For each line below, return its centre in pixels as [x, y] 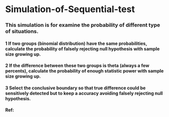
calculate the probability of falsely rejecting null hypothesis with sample [82, 48]
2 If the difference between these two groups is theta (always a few [77, 66]
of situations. [22, 31]
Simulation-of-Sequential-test [70, 9]
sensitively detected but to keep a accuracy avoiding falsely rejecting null [84, 93]
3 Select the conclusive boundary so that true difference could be [75, 88]
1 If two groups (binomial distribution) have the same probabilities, [76, 43]
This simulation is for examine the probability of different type [83, 25]
